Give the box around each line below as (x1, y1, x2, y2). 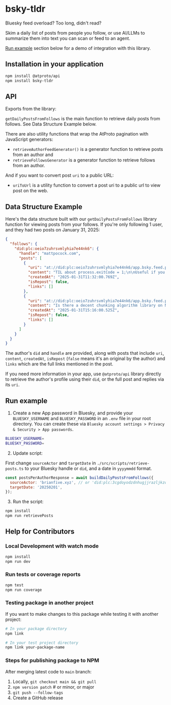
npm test (5, 582, 24, 588)
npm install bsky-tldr (5, 78, 53, 83)
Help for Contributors (5, 527, 75, 536)
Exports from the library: (5, 106, 56, 112)
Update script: (12, 450, 43, 456)
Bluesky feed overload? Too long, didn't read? (5, 20, 102, 26)
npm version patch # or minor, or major (12, 684, 95, 690)
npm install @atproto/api (5, 73, 60, 79)
